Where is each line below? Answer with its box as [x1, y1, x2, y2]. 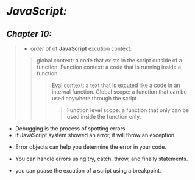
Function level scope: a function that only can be [66, 107, 190, 114]
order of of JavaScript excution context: [30, 45, 132, 52]
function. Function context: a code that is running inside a [36, 63, 182, 70]
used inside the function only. [66, 113, 141, 120]
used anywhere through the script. [51, 95, 139, 102]
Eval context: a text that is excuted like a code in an [51, 81, 181, 89]
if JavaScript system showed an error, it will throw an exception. [15, 132, 176, 138]
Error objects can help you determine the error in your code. [15, 143, 166, 151]
